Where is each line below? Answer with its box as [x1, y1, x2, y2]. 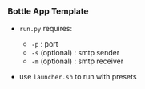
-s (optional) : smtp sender [30, 48, 120, 58]
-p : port [30, 39, 58, 49]
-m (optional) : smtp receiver [30, 56, 124, 66]
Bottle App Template [7, 6, 89, 17]
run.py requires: [18, 24, 73, 34]
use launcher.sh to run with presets [18, 72, 137, 82]
